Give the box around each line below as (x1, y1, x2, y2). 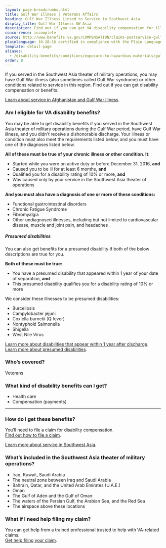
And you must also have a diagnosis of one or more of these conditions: (5, 191, 156, 197)
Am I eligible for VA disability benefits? (5, 109, 100, 116)
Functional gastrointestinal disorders (12, 201, 87, 207)
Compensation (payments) (12, 399, 67, 405)
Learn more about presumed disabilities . (5, 346, 87, 352)
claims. (5, 532, 20, 538)
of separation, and (12, 275, 50, 281)
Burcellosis (12, 305, 35, 311)
